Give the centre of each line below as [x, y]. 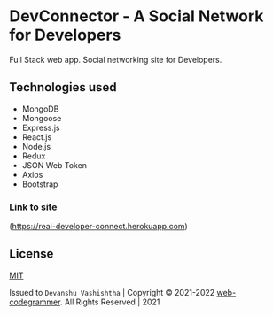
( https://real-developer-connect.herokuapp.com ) [98, 227]
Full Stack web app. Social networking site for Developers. [116, 59]
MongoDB [40, 109]
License [31, 254]
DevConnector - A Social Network [136, 16]
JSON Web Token [54, 165]
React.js [37, 137]
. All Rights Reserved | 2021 [110, 302]
